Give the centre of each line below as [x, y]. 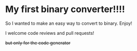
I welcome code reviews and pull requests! [50, 33]
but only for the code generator [38, 43]
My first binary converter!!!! [65, 9]
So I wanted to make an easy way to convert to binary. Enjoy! [69, 23]
